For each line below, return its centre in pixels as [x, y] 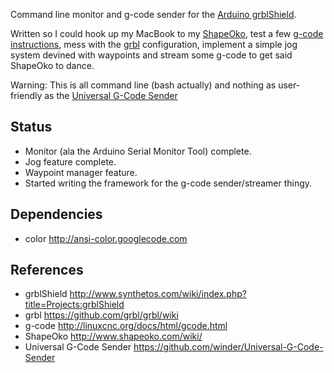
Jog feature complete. [70, 161]
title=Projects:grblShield [74, 305]
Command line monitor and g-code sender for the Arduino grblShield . [153, 14]
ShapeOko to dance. [52, 65]
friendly [26, 95]
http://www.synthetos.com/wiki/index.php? [158, 294]
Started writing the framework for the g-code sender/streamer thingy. [168, 183]
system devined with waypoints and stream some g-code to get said [151, 55]
